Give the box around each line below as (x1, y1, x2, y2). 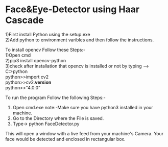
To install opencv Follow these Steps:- (5, 46, 86, 53)
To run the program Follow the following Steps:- (5, 94, 106, 101)
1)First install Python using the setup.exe (5, 31, 90, 37)
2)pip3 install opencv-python (5, 57, 66, 63)
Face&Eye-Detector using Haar (5, 4, 139, 15)
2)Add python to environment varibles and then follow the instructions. (5, 37, 154, 43)
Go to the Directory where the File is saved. (12, 115, 104, 121)
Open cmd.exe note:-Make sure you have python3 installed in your (12, 104, 153, 110)
